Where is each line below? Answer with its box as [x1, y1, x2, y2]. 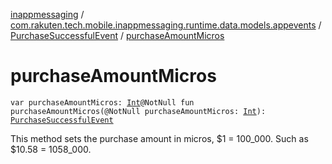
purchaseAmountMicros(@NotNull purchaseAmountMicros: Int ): [10, 106, 267, 116]
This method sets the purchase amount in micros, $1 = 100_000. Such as [10, 132, 309, 144]
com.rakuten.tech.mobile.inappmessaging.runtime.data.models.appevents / [10, 19, 322, 31]
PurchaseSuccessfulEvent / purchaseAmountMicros [10, 30, 225, 41]
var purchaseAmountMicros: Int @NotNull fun [10, 97, 195, 108]
